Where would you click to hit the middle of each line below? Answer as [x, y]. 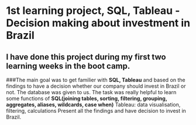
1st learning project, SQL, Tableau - [93, 11]
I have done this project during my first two [86, 57]
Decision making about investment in [98, 23]
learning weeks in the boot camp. [68, 66]
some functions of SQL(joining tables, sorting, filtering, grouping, [87, 98]
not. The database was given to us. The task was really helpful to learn [91, 92]
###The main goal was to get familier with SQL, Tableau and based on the [96, 80]
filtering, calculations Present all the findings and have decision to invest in [96, 111]
